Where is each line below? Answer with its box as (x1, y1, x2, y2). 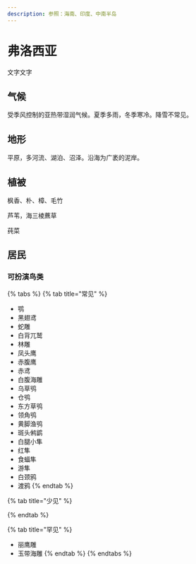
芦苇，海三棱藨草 (7, 212, 57, 219)
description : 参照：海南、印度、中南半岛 (7, 10, 117, 18)
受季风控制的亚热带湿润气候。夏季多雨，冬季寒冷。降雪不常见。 (7, 110, 192, 119)
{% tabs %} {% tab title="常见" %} (7, 289, 108, 298)
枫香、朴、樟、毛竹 (7, 196, 63, 205)
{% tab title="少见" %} (7, 496, 73, 505)
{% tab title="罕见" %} (7, 525, 73, 534)
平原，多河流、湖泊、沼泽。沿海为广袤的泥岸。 (7, 154, 143, 162)
